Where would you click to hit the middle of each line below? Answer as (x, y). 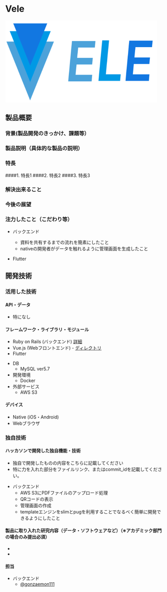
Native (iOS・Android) (36, 417)
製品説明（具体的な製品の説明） (44, 149)
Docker (28, 380)
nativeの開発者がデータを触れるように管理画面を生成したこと (84, 249)
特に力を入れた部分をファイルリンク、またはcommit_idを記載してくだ (85, 469)
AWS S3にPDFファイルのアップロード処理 (64, 493)
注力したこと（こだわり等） (39, 220)
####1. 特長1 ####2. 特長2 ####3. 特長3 (48, 175)
